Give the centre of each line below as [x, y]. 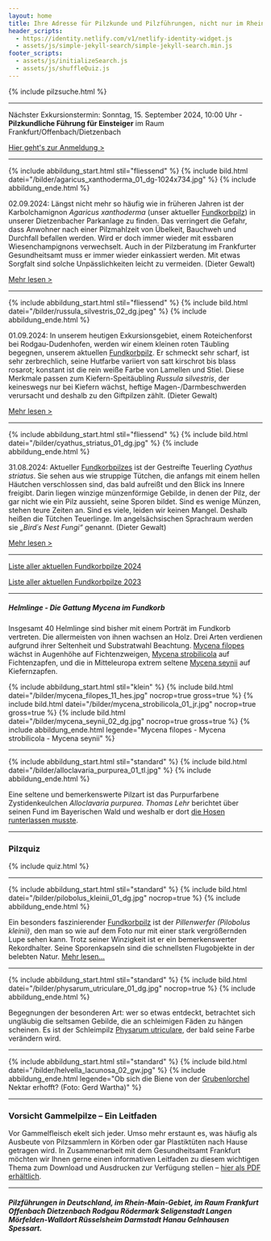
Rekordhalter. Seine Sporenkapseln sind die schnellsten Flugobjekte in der [132, 948]
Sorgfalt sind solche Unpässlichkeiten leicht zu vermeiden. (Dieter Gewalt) [132, 263]
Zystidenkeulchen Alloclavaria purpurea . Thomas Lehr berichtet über [124, 803]
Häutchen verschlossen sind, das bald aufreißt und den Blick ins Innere [127, 484]
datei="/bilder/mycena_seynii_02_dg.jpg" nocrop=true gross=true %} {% [129, 721]
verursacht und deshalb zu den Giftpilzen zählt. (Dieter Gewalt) [113, 395]
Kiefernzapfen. [33, 671]
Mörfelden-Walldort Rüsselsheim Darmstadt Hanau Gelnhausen [119, 1219]
